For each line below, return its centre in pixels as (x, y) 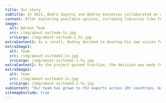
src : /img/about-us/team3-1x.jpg (44, 79)
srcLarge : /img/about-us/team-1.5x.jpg (51, 38)
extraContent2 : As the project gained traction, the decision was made (80, 65)
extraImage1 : (19, 47)
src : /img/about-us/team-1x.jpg (43, 33)
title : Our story (23, 10)
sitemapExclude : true (27, 93)
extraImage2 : (19, 70)
